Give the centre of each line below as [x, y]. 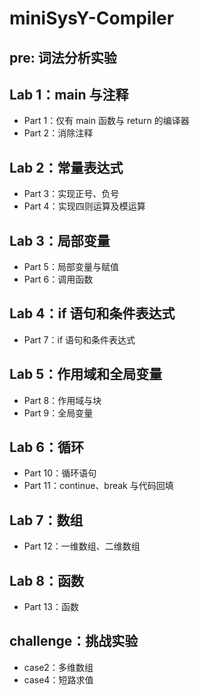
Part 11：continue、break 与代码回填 [98, 486]
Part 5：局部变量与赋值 [71, 267]
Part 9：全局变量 [58, 413]
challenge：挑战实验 [74, 641]
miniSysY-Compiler [92, 18]
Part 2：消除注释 [58, 133]
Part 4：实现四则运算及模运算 [84, 206]
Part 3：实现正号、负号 [71, 194]
